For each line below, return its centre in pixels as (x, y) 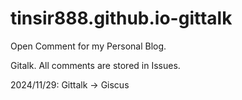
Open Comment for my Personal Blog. (88, 46)
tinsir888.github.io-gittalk (121, 18)
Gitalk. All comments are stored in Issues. (95, 65)
